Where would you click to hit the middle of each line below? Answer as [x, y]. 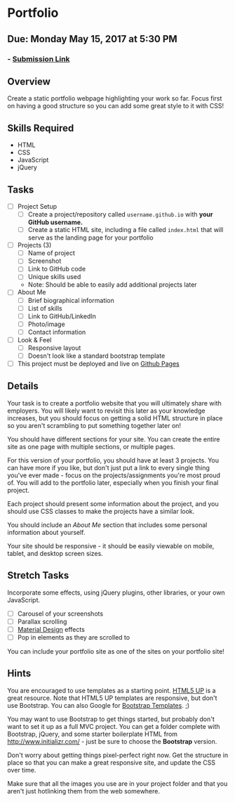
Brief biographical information [71, 300]
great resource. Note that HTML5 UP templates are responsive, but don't [112, 698]
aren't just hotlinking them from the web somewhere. [83, 791]
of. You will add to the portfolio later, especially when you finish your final [113, 482]
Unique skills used [54, 277]
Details [23, 386]
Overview [29, 81]
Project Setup [37, 206]
